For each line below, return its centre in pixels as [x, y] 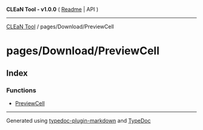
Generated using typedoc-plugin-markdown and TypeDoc [79, 120]
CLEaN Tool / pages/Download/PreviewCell [60, 26]
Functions [21, 90]
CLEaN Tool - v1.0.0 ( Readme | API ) [52, 9]
